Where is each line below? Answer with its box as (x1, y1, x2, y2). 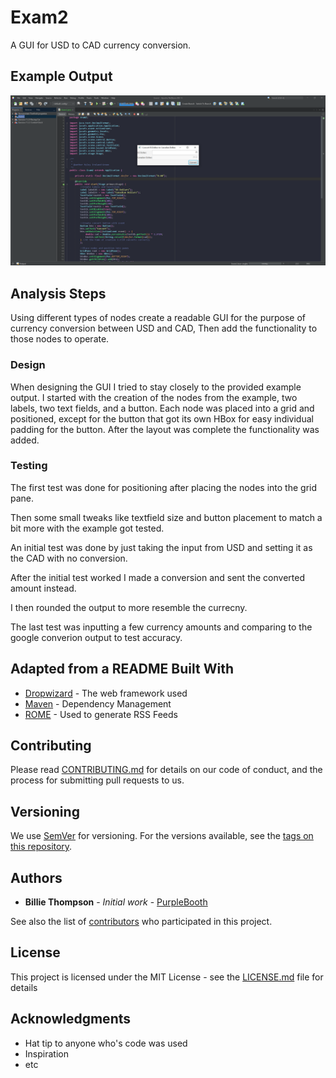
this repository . (10, 841, 73, 853)
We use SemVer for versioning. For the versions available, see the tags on (10, 830, 314, 842)
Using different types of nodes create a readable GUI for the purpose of (10, 312, 307, 324)
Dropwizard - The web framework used (24, 687, 188, 699)
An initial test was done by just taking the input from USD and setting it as (10, 541, 313, 553)
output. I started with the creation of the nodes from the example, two (10, 391, 298, 403)
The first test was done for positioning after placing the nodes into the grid (10, 481, 318, 493)
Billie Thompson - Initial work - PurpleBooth (24, 896, 208, 908)
